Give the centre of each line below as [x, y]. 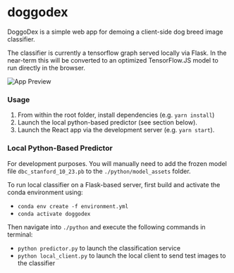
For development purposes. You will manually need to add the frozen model [117, 163]
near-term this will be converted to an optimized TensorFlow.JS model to [113, 60]
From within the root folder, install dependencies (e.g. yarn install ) [116, 115]
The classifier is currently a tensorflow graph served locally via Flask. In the [117, 53]
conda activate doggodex [54, 214]
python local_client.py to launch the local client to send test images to [122, 255]
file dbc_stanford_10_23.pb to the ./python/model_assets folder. [99, 171]
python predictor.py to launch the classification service [99, 248]
